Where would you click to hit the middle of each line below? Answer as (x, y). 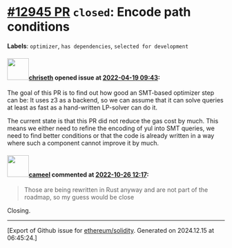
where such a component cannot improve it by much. (83, 143)
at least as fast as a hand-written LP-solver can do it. (82, 107)
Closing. (19, 211)
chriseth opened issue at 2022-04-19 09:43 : (95, 78)
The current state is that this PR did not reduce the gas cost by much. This (113, 121)
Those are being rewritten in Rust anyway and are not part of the (116, 190)
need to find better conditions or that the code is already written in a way (111, 136)
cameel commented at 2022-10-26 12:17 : (89, 175)
